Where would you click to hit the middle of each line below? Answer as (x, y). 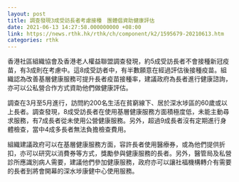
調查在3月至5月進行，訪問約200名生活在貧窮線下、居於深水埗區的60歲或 (115, 103)
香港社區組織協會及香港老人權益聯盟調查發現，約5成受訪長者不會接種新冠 (115, 62)
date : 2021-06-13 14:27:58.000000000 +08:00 (74, 27)
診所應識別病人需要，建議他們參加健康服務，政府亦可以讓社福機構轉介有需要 (119, 162)
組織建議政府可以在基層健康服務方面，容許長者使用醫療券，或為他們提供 (113, 144)
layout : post (27, 14)
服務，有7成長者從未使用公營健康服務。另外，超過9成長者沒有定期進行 (117, 120)
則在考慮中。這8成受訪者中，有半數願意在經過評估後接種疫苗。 (128, 70)
